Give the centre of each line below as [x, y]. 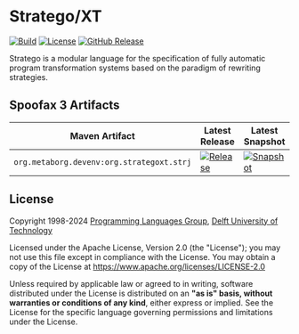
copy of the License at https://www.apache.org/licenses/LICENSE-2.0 [137, 266]
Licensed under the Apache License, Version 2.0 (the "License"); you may [145, 248]
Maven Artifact [102, 135]
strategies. [29, 77]
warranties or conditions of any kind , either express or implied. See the [141, 302]
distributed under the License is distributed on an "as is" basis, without [141, 293]
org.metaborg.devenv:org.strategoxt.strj [103, 162]
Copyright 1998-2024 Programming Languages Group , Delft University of [144, 221]
